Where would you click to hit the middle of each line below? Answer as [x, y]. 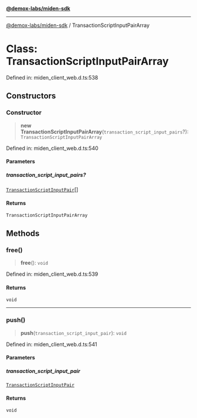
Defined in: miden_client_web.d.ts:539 [52, 274]
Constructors [31, 96]
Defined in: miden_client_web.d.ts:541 [52, 344]
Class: [22, 49]
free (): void [34, 263]
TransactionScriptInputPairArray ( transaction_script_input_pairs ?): [104, 132]
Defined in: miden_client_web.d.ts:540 [52, 148]
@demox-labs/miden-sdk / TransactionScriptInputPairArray [78, 25]
